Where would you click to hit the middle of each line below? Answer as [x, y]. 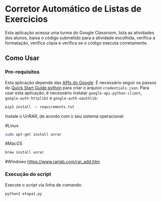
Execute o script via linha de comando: [44, 185]
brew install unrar [25, 153]
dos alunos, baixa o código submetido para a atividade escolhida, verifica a [80, 38]
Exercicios [27, 19]
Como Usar [22, 58]
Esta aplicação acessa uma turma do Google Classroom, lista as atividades [80, 32]
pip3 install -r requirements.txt [40, 107]
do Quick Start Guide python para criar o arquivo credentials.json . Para [77, 88]
